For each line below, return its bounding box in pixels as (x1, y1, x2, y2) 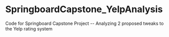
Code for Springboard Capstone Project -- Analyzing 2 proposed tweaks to (5, 20, 164, 26)
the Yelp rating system (5, 25, 53, 31)
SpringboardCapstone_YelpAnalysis (5, 4, 163, 15)
